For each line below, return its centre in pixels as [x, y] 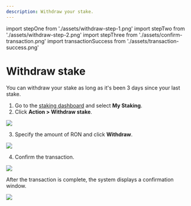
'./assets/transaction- [153, 41]
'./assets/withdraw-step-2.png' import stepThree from [72, 35]
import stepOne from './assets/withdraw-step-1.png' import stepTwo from [96, 28]
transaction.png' [26, 41]
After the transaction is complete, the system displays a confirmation [90, 179]
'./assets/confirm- [161, 35]
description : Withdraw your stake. [50, 12]
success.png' [23, 47]
